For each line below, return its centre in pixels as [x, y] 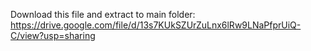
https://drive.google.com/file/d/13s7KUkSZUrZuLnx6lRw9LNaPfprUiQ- [156, 25]
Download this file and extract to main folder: [103, 14]
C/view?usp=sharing [53, 35]
